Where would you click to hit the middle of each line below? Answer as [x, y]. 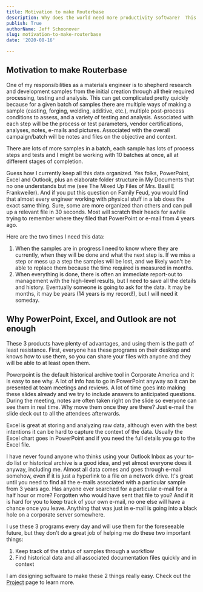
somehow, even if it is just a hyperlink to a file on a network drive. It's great [100, 476]
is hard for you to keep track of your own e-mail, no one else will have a [96, 501]
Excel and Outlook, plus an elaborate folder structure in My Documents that [100, 179]
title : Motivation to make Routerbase [55, 12]
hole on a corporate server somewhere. [56, 514]
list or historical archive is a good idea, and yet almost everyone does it [103, 462]
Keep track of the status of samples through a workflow [85, 551]
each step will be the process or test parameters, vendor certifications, [95, 124]
